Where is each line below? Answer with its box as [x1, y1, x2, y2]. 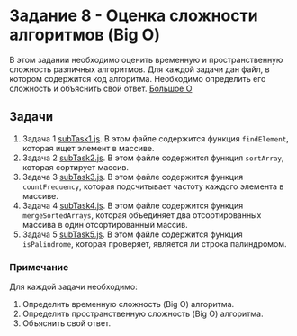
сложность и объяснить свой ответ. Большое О [9, 83, 193, 94]
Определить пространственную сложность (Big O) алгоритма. [22, 308, 264, 320]
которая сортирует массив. [22, 161, 129, 172]
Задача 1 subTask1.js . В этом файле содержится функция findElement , [22, 132, 290, 144]
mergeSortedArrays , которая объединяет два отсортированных [22, 209, 262, 221]
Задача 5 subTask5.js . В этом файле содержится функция [22, 229, 243, 240]
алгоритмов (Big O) [9, 24, 160, 45]
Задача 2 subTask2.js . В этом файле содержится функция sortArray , [22, 152, 284, 163]
